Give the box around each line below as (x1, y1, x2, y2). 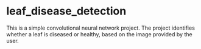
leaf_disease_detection (6, 4, 127, 18)
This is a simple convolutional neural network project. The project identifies (6, 24, 195, 31)
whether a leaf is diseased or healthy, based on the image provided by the (6, 30, 193, 38)
